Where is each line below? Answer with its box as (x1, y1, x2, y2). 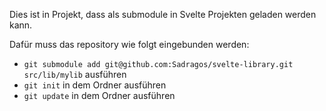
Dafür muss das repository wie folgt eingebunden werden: (9, 39, 250, 50)
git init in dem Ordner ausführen (23, 79, 167, 91)
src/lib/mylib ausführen (23, 69, 127, 80)
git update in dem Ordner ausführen (23, 90, 176, 101)
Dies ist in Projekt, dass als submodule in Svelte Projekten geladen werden (9, 9, 317, 20)
